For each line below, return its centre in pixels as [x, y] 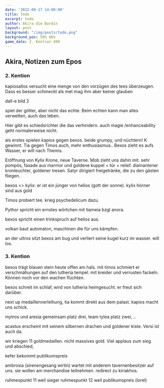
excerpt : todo [20, 19]
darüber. [14, 292]
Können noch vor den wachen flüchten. [45, 277]
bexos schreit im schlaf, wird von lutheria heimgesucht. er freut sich [73, 287]
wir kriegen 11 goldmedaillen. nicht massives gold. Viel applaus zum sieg [78, 341]
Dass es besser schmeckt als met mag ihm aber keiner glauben [69, 92]
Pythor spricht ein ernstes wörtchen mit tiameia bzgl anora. [65, 210]
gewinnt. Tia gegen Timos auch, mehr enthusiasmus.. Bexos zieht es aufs [79, 145]
